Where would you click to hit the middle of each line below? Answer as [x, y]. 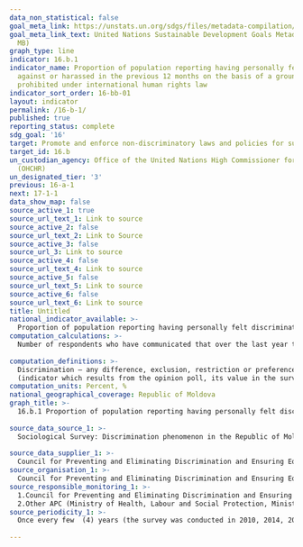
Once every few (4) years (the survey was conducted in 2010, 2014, [151, 520]
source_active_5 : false [54, 278]
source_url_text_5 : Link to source [76, 286]
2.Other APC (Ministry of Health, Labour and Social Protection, [143, 504]
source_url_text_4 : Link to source [76, 269]
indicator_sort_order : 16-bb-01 [70, 93]
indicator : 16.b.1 [44, 59]
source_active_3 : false [54, 244]
